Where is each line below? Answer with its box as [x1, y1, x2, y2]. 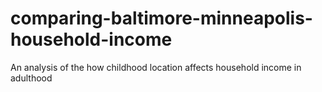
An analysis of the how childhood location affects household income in [10, 61, 302, 73]
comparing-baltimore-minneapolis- [10, 7, 313, 30]
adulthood [10, 72, 53, 84]
